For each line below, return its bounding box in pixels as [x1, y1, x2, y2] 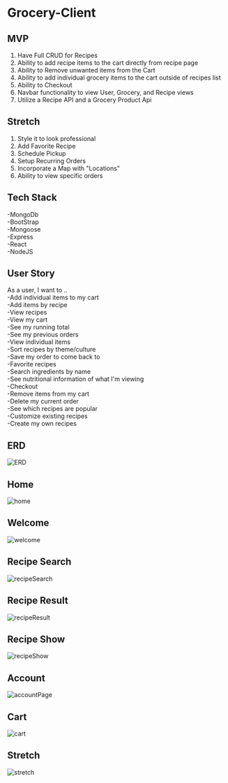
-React [7, 239, 26, 248]
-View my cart [7, 315, 48, 324]
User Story [7, 267, 55, 280]
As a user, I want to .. [7, 286, 68, 294]
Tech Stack [7, 192, 57, 204]
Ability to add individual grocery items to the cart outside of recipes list [17, 73, 221, 82]
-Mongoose [7, 225, 41, 233]
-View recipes [7, 308, 47, 317]
